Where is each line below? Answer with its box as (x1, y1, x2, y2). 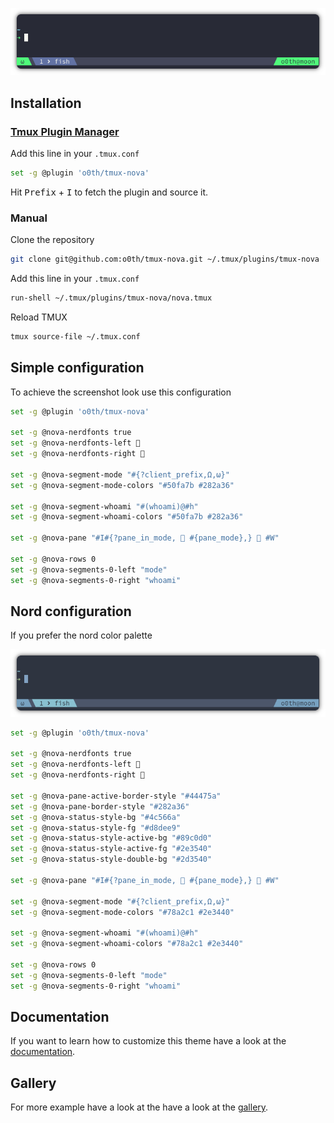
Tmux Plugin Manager (10, 124, 120, 138)
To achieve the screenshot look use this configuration (10, 386, 232, 398)
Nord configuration (10, 603, 132, 620)
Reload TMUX (10, 311, 68, 323)
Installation (10, 94, 82, 112)
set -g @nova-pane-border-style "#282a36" (10, 801, 190, 812)
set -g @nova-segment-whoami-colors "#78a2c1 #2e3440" (10, 939, 244, 949)
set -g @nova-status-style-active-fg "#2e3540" (10, 844, 213, 854)
